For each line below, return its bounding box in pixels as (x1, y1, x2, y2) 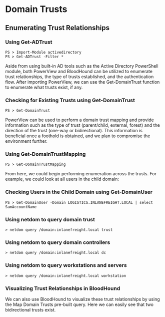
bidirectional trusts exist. (5, 306, 56, 312)
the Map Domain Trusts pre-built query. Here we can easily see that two (5, 301, 154, 307)
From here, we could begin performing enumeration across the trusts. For (5, 171, 156, 177)
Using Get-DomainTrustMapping (5, 151, 86, 158)
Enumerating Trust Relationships (5, 24, 110, 32)
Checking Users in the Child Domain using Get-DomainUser (5, 189, 152, 196)
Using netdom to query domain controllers (5, 239, 110, 246)
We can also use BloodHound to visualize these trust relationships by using (5, 296, 160, 302)
